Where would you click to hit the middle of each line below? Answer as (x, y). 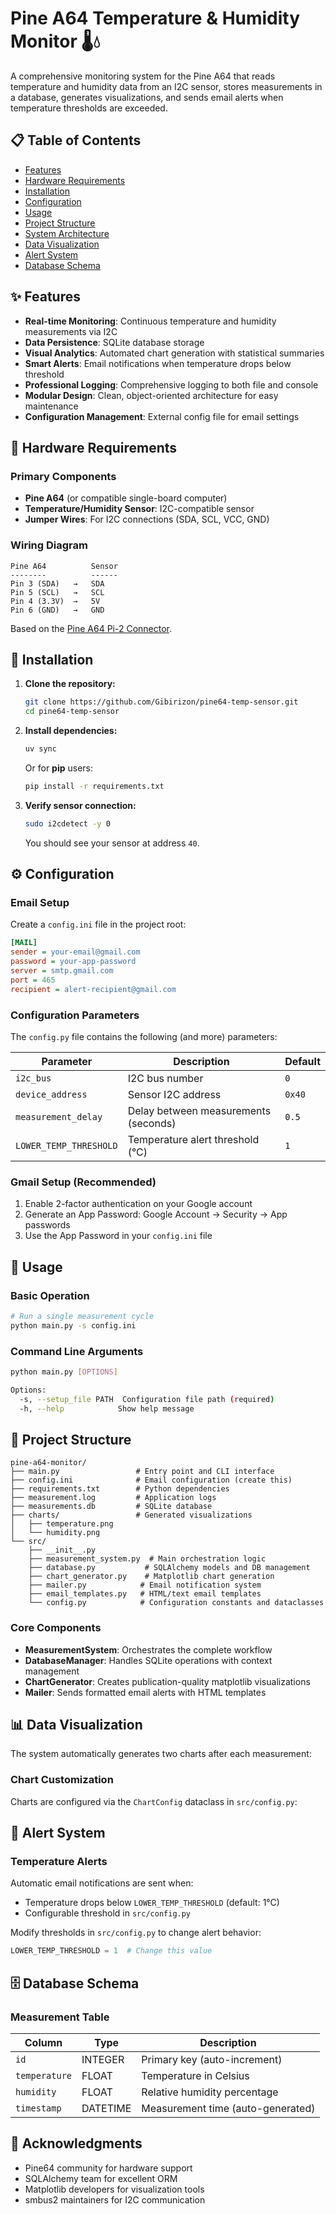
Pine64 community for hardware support (108, 2168)
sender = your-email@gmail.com (75, 952)
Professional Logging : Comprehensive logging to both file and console (171, 384)
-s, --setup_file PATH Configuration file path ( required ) (147, 1399)
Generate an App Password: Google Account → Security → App (156, 1214)
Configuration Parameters (75, 1015)
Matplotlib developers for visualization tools (114, 2189)
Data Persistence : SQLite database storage (114, 342)
